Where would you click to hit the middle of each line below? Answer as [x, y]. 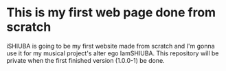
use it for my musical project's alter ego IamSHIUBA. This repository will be [113, 53]
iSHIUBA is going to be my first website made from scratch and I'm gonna [111, 46]
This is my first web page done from [111, 13]
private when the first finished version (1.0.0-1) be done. [86, 60]
